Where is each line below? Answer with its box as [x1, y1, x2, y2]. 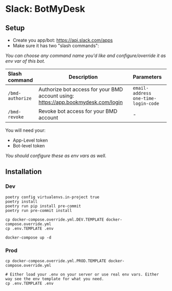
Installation [5, 167, 42, 176]
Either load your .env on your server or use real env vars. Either [10, 271, 159, 277]
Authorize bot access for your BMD [38, 86, 123, 93]
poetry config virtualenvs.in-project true [5, 195, 100, 200]
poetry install [5, 199, 38, 204]
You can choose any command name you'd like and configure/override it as [5, 52, 166, 59]
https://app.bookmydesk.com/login [38, 99, 123, 106]
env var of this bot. [5, 58, 46, 64]
